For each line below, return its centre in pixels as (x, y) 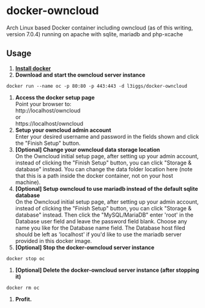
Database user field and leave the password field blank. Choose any (101, 221)
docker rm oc (23, 288)
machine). (28, 182)
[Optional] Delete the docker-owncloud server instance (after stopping (107, 270)
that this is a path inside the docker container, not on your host (94, 175)
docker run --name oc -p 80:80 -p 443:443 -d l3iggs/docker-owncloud (97, 86)
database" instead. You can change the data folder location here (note (104, 169)
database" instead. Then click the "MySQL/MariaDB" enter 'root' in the (104, 215)
